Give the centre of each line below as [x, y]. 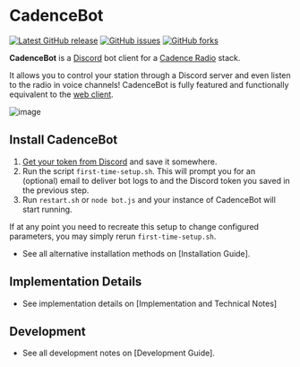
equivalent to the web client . [61, 94]
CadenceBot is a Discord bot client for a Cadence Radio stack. [125, 57]
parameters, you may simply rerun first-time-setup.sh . [113, 236]
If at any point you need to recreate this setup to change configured [134, 226]
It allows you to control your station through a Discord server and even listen [150, 75]
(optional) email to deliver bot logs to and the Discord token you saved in [156, 180]
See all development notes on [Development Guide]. [118, 353]
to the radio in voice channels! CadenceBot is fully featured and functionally [149, 84]
